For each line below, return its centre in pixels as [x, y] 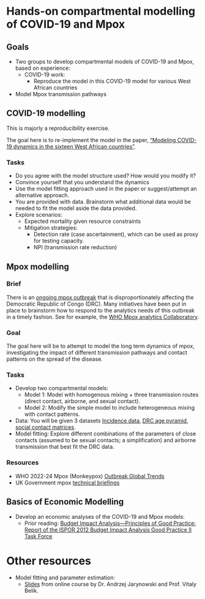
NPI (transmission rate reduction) [75, 247]
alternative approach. [42, 195]
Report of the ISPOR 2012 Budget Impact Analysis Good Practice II [108, 529]
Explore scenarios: [39, 215]
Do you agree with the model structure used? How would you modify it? [106, 176]
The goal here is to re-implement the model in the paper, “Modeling [91, 140]
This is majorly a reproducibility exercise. [58, 128]
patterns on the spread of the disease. [54, 359]
